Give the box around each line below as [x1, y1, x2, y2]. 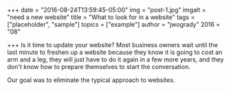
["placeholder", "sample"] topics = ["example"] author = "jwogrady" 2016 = [7, 21, 221, 28]
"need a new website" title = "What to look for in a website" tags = [7, 13, 195, 21]
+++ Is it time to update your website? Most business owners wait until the [7, 41, 219, 49]
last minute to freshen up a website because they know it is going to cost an [7, 48, 223, 56]
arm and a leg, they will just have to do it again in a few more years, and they [7, 55, 224, 64]
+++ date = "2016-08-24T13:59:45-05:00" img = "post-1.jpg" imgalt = [7, 6, 206, 14]
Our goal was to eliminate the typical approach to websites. [7, 76, 175, 84]
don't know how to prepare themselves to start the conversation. [7, 63, 190, 70]
